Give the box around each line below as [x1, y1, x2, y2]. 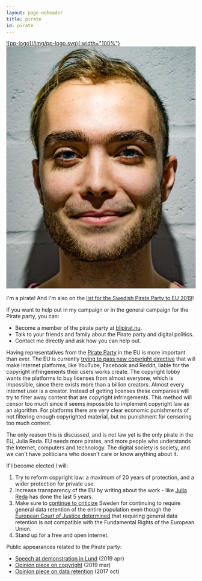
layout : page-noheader [6, 10, 63, 16]
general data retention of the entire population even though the [14, 506, 171, 513]
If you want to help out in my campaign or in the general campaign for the [6, 306, 189, 313]
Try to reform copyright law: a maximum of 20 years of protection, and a [14, 473, 194, 481]
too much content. [6, 419, 52, 426]
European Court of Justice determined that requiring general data [14, 512, 178, 519]
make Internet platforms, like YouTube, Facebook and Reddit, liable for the [6, 361, 189, 368]
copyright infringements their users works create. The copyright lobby [6, 368, 180, 375]
